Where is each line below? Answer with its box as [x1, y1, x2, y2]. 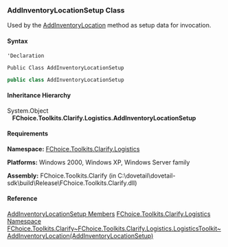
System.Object [7, 106, 49, 115]
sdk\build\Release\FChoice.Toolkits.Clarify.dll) [7, 178, 137, 187]
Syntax [7, 36, 28, 45]
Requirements [7, 129, 49, 138]
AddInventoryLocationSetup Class [7, 6, 125, 15]
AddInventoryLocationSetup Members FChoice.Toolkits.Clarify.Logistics [7, 209, 211, 218]
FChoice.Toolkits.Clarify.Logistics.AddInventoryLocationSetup [12, 114, 196, 122]
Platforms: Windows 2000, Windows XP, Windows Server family [7, 158, 190, 167]
